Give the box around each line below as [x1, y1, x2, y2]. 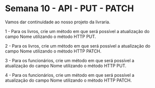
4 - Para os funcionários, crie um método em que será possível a [5, 72, 135, 78]
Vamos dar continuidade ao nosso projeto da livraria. [5, 19, 110, 25]
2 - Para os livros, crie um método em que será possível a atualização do [5, 43, 151, 49]
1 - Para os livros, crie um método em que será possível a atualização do [5, 28, 150, 34]
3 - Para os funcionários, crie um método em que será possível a [5, 57, 135, 63]
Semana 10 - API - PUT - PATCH [5, 3, 134, 14]
